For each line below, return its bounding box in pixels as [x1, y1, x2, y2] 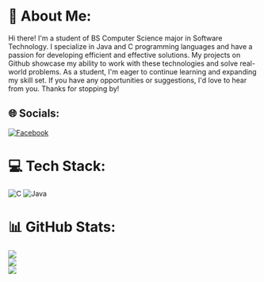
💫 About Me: [8, 7, 92, 25]
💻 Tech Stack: [8, 157, 106, 175]
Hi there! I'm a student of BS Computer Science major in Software [8, 33, 223, 43]
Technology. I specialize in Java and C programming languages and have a [8, 41, 253, 51]
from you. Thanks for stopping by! [8, 83, 120, 93]
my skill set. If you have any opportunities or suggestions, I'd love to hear [8, 75, 247, 85]
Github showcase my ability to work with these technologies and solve [8, 59, 239, 68]
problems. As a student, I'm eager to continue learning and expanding [28, 67, 257, 76]
